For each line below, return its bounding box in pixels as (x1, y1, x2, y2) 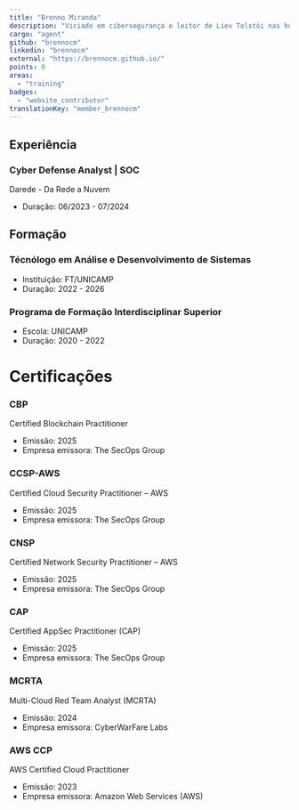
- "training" (17, 79, 66, 88)
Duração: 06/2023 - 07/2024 (21, 201, 130, 212)
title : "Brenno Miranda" (9, 12, 101, 22)
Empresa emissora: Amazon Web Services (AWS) (21, 790, 204, 801)
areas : (9, 71, 34, 80)
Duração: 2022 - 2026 (21, 283, 105, 294)
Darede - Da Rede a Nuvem (9, 183, 110, 194)
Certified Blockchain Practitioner (9, 418, 129, 429)
